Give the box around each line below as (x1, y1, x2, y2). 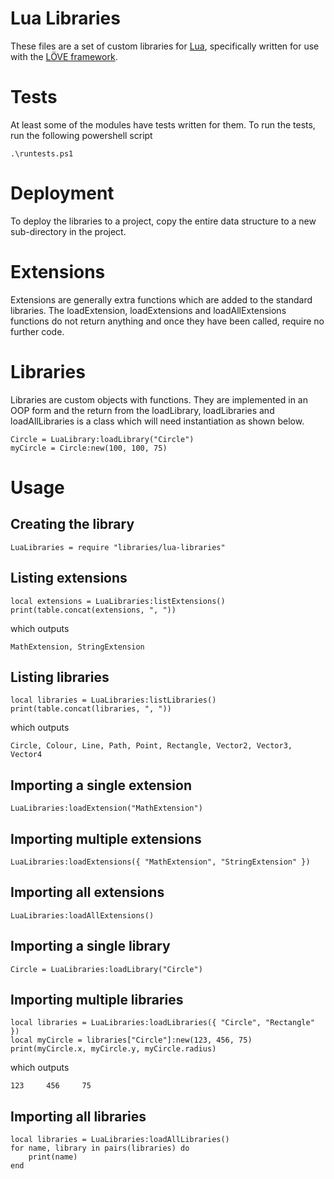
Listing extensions (10, 570, 128, 587)
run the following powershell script (10, 129, 153, 141)
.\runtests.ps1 (10, 148, 74, 159)
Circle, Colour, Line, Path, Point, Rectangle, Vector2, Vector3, (10, 741, 293, 751)
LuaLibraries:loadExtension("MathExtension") (10, 803, 203, 814)
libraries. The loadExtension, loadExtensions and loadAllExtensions (10, 304, 287, 316)
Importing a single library (10, 938, 171, 955)
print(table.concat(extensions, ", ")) (10, 605, 177, 615)
